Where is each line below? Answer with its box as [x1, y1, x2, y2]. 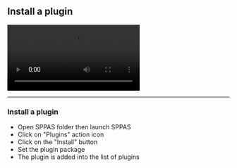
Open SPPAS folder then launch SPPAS [17, 123, 132, 131]
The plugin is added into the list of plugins [17, 153, 140, 161]
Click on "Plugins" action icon [17, 130, 104, 139]
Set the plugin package [17, 146, 85, 154]
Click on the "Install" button [17, 138, 98, 146]
